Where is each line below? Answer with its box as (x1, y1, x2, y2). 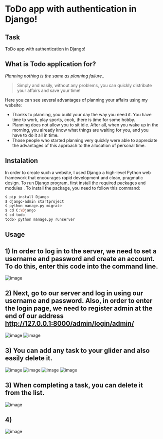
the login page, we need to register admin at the (5, 304, 153, 313)
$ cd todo (5, 212, 25, 217)
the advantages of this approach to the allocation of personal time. (12, 142, 146, 148)
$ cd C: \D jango (5, 208, 36, 213)
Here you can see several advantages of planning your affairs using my (5, 97, 148, 103)
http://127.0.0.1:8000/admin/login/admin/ (5, 319, 134, 328)
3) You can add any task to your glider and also (5, 347, 150, 355)
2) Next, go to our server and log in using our (5, 289, 144, 298)
